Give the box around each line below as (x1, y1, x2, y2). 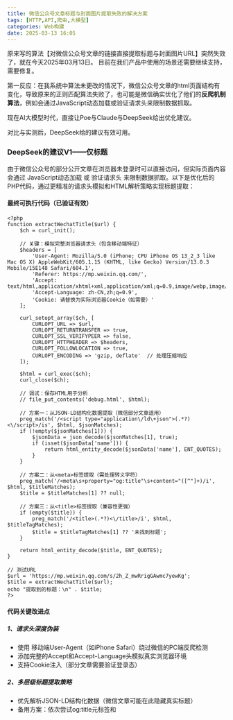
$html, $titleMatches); (7, 483, 76, 490)
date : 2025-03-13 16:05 (7, 29, 76, 37)
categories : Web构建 (7, 23, 64, 30)
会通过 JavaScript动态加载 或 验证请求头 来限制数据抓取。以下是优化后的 (7, 173, 215, 181)
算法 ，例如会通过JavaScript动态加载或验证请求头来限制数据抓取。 (7, 98, 196, 108)
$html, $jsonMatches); (56, 421, 123, 429)
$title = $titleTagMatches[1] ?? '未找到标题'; (32, 529, 167, 535)
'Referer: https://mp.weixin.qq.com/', (32, 271, 148, 277)
